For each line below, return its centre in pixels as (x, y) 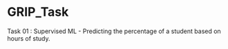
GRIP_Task (38, 12)
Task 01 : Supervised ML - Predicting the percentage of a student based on (114, 31)
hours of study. (29, 38)
